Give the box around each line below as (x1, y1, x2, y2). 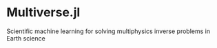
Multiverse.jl (6, 5, 81, 20)
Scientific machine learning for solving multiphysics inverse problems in (6, 27, 211, 35)
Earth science (6, 34, 45, 42)
